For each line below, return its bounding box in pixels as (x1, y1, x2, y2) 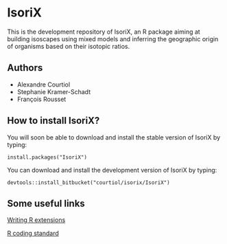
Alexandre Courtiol (16, 80, 71, 89)
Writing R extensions (7, 216, 66, 224)
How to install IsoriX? (7, 115, 100, 126)
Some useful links (7, 197, 86, 209)
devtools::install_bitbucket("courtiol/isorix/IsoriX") (7, 179, 170, 186)
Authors (7, 62, 43, 74)
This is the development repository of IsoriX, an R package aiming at (7, 27, 200, 36)
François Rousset (16, 95, 67, 103)
